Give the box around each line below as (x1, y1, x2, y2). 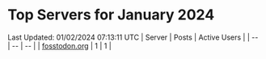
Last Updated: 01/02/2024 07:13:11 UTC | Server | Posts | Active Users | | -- (7, 32, 259, 42)
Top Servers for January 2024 (7, 6, 215, 24)
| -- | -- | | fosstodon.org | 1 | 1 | (7, 40, 112, 50)
